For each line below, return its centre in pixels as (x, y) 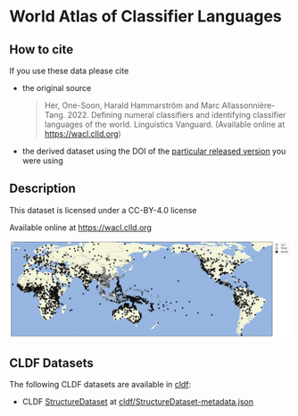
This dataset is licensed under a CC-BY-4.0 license (103, 210)
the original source (57, 88)
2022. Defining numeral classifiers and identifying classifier (177, 115)
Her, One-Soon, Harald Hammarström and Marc (132, 105)
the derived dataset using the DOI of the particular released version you (154, 151)
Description (42, 189)
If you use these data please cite (69, 71)
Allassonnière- (248, 105)
